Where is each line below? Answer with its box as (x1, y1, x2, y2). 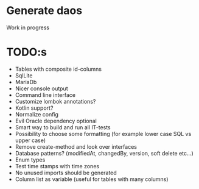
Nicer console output (15, 85, 68, 92)
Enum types (15, 156, 46, 163)
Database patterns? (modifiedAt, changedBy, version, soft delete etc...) (15, 149, 194, 157)
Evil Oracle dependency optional (15, 117, 97, 124)
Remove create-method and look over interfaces (15, 143, 137, 150)
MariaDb (15, 78, 37, 85)
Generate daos (6, 4, 83, 18)
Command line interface (15, 91, 76, 98)
